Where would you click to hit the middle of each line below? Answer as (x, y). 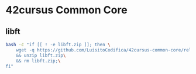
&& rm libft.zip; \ (38, 61)
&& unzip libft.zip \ (41, 55)
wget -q (25, 50)
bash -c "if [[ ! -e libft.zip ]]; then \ (58, 45)
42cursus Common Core (66, 10)
